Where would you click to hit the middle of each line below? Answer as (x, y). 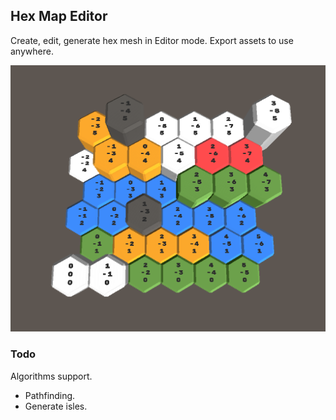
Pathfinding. (50, 395)
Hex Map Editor (59, 16)
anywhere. (32, 51)
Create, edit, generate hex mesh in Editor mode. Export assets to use (152, 40)
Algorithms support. (51, 376)
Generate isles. (56, 406)
